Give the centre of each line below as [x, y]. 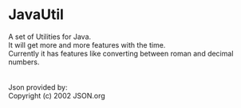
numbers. [24, 62]
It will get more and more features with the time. [87, 44]
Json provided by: [38, 87]
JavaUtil [36, 15]
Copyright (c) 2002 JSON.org [57, 95]
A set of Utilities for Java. [50, 37]
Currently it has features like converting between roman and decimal [121, 53]
